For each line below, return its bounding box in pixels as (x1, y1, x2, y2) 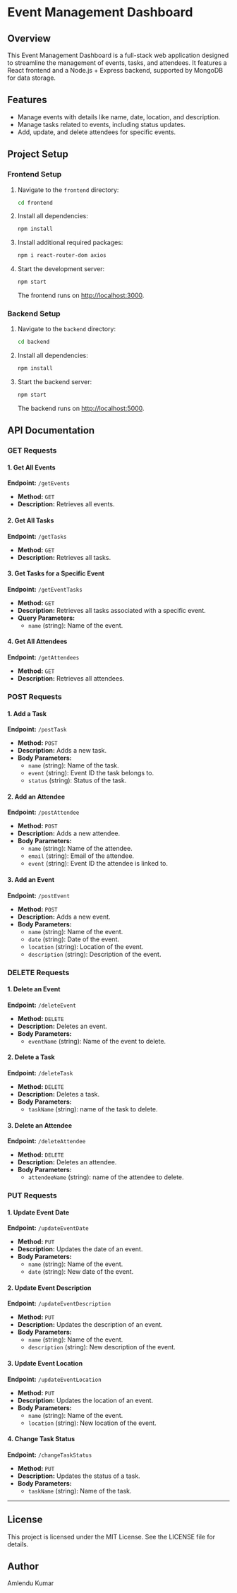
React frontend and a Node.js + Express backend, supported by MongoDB (7, 66, 224, 74)
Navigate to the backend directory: (17, 325, 116, 333)
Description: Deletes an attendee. (17, 1158, 117, 1167)
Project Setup (7, 148, 69, 160)
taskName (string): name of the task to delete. (28, 1104, 158, 1113)
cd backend (17, 338, 50, 346)
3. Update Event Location (7, 1359, 83, 1368)
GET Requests (7, 446, 57, 455)
